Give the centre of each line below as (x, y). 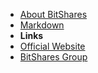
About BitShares (53, 14)
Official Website (52, 46)
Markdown (42, 25)
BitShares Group (53, 57)
